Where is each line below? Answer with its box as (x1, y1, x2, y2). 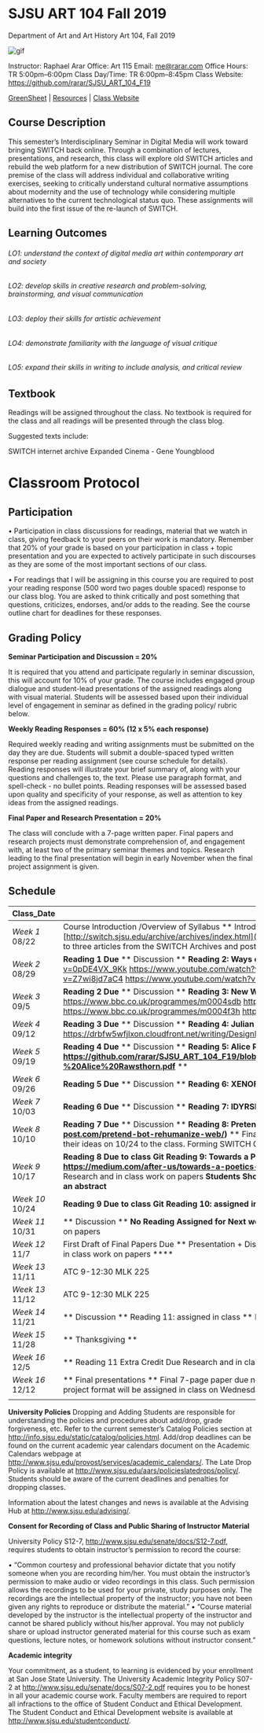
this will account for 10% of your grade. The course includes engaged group (8, 675, 255, 685)
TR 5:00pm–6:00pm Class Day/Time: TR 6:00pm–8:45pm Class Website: (8, 69, 244, 79)
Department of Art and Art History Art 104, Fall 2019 (8, 31, 175, 40)
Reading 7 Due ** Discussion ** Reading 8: (62, 1118, 229, 1129)
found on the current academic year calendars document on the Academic (8, 1440, 250, 1450)
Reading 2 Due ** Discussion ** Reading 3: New (62, 986, 249, 997)
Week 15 (12, 1329, 46, 1340)
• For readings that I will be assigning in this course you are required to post (8, 575, 254, 584)
